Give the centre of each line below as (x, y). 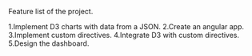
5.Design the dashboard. (49, 43)
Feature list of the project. (51, 11)
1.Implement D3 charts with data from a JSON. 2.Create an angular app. (126, 26)
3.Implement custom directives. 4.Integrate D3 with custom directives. (124, 35)
